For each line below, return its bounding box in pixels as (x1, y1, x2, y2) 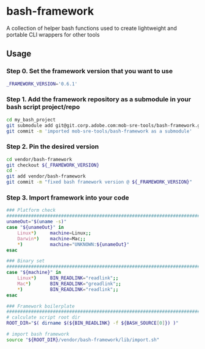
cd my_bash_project (6, 117, 56, 123)
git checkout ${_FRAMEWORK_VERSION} (6, 162, 99, 168)
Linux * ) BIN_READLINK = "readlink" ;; (17, 275, 119, 281)
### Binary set (6, 258, 45, 264)
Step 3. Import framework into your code (6, 193, 129, 202)
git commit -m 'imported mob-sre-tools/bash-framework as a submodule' (6, 128, 192, 134)
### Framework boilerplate (6, 303, 75, 309)
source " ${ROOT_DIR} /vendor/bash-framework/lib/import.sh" (6, 337, 160, 343)
